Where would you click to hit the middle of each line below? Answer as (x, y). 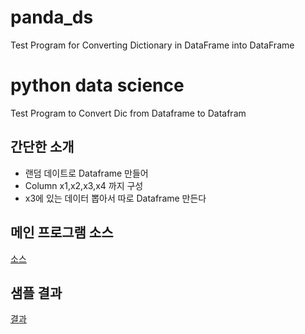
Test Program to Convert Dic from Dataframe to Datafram (128, 113)
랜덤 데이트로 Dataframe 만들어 (86, 173)
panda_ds (52, 17)
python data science (97, 85)
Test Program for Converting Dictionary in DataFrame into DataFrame (152, 45)
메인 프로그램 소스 (62, 232)
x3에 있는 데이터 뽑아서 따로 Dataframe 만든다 (115, 198)
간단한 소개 (42, 147)
